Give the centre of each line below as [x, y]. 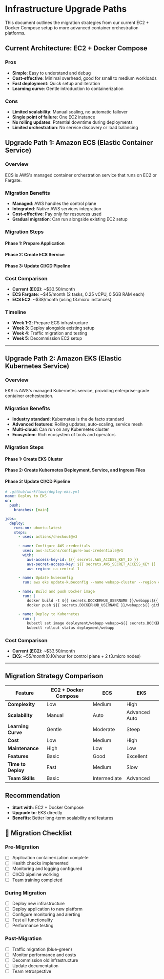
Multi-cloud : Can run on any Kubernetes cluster [61, 429]
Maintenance [23, 748]
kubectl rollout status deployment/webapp [71, 628]
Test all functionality [32, 920]
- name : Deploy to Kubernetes [49, 614]
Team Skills [21, 778]
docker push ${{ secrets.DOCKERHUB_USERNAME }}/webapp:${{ [88, 605]
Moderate [104, 729]
